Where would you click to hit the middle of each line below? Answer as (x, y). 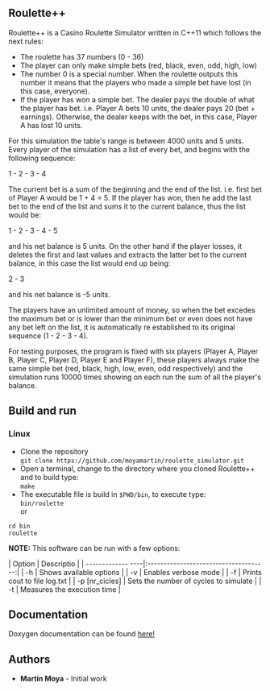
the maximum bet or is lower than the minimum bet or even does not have (131, 318)
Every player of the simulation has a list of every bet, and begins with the (129, 149)
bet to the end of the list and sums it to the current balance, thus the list (127, 206)
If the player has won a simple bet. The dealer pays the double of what (137, 99)
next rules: (26, 41)
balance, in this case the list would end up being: (89, 263)
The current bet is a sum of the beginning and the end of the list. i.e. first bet (135, 189)
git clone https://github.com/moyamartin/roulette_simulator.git (132, 461)
